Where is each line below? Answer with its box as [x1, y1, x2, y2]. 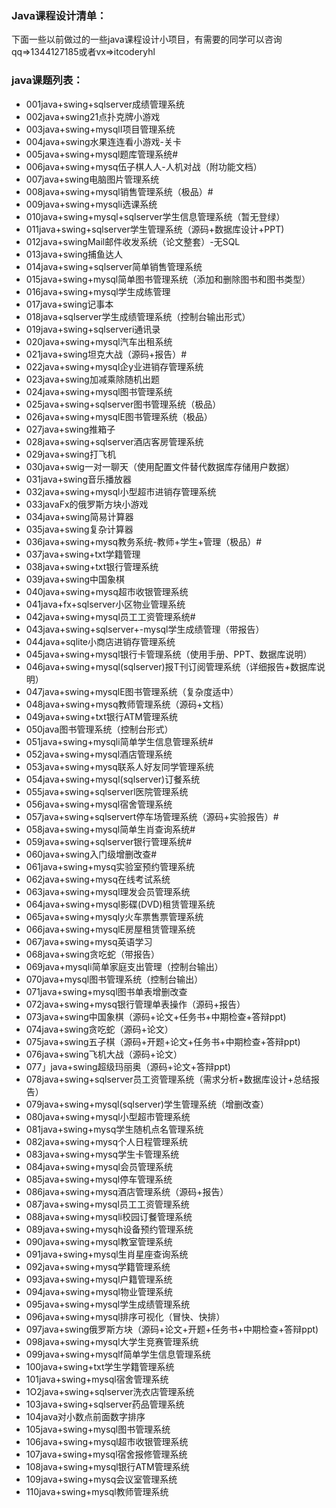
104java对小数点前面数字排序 [25, 1410, 146, 1422]
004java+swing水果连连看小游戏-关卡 [25, 135, 183, 147]
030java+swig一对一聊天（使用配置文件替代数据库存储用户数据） [25, 460, 295, 472]
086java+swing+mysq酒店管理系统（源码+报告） [25, 1185, 229, 1197]
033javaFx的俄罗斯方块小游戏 [25, 498, 149, 510]
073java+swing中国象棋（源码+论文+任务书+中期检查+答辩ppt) [25, 1010, 287, 1022]
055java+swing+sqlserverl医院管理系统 [25, 785, 189, 797]
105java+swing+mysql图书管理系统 [25, 1423, 171, 1435]
